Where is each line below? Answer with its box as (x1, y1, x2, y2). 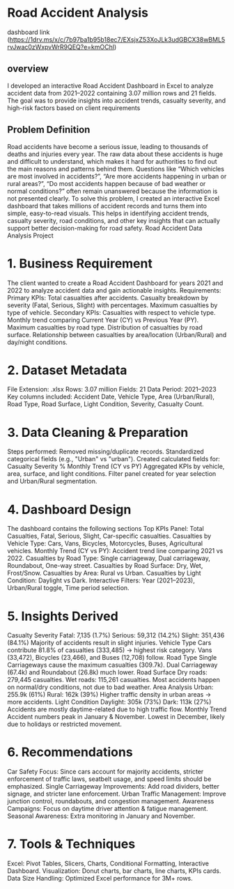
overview (7, 63, 49, 75)
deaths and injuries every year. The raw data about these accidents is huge (7, 150, 224, 158)
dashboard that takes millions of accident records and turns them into (7, 201, 208, 210)
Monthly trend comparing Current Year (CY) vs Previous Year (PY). (7, 316, 199, 324)
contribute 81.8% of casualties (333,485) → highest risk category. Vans (7, 646, 212, 654)
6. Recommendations (7, 744, 134, 760)
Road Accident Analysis (7, 5, 148, 21)
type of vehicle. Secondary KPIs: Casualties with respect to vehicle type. (7, 308, 216, 316)
